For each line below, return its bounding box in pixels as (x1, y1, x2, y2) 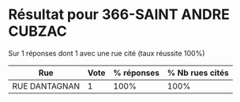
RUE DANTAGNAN (12, 81, 81, 92)
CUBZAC (8, 22, 67, 40)
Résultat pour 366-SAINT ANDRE (8, 6, 231, 24)
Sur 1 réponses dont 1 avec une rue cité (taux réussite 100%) (8, 48, 205, 58)
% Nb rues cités (167, 67, 229, 78)
